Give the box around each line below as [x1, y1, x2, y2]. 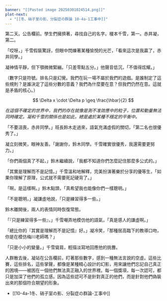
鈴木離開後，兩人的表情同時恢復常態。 [5, 206, 83, 212]
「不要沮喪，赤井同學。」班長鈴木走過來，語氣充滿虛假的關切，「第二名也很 [5, 124, 157, 130]
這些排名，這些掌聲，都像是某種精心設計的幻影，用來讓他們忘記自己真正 [13, 261, 162, 267]
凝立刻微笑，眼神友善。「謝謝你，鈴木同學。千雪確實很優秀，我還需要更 [5, 141, 151, 147]
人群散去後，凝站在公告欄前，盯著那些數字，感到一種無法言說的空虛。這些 [5, 255, 157, 261]
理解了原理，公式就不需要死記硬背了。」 [13, 175, 94, 181]
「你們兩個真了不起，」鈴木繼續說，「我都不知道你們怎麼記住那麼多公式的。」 [5, 158, 160, 164]
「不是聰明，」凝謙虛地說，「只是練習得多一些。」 [5, 196, 103, 202]
